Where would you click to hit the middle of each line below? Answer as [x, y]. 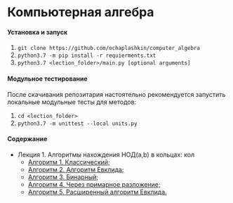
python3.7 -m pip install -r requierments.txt [87, 56]
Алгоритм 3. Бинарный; [63, 177]
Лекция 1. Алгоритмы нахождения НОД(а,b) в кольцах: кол [106, 155]
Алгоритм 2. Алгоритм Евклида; [76, 169]
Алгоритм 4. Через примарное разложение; [94, 184]
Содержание [27, 139]
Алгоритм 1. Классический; [69, 162]
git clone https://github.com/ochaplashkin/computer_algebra [109, 48]
